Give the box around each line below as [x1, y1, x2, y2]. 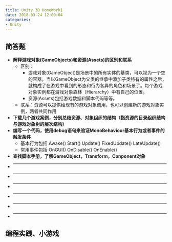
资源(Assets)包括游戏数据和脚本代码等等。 [28, 96, 118, 102]
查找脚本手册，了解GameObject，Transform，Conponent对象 [12, 153, 146, 159]
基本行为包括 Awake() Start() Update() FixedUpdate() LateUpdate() [20, 140, 161, 146]
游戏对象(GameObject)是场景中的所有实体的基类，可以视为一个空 [28, 70, 165, 76]
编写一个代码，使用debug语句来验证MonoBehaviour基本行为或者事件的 [12, 127, 165, 134]
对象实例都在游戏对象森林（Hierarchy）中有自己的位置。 [28, 89, 147, 95]
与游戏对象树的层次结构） [12, 121, 67, 127]
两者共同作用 [29, 108, 57, 115]
